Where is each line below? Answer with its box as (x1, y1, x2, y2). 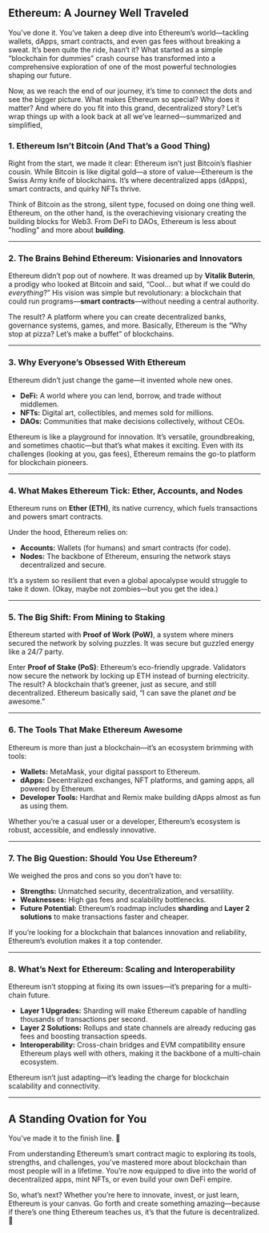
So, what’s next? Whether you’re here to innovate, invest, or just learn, (8, 1190, 239, 1199)
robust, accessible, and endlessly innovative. (8, 825, 157, 835)
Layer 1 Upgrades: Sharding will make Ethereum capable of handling (19, 1006, 247, 1015)
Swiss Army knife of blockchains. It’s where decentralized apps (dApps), (8, 176, 247, 186)
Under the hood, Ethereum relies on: (8, 528, 128, 537)
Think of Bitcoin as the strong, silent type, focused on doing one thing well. (8, 200, 256, 210)
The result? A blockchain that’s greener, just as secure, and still (8, 680, 217, 689)
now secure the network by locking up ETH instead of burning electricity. (8, 671, 250, 681)
